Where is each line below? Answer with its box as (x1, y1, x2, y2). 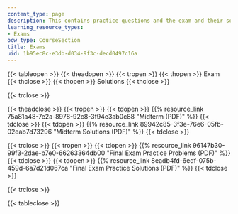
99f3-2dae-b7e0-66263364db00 (7, 149, 106, 157)
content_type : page (7, 10, 65, 18)
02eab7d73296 (7, 127, 52, 136)
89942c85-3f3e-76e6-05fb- (140, 119, 225, 128)
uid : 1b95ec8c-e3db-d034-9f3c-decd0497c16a (7, 50, 138, 58)
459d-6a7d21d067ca (7, 164, 69, 172)
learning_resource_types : (7, 23, 84, 31)
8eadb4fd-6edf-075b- (151, 156, 217, 164)
